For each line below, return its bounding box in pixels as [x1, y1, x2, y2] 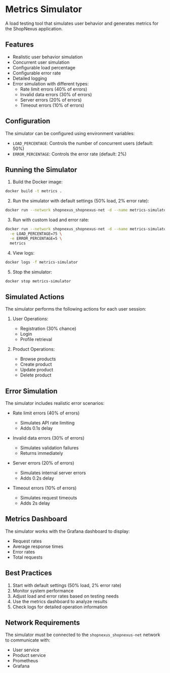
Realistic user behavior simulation [12, 54, 83, 60]
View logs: [12, 249, 34, 256]
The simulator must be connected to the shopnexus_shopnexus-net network [5, 632, 160, 638]
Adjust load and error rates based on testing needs [12, 593, 119, 599]
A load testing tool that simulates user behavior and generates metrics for [5, 20, 158, 26]
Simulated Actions [5, 292, 65, 301]
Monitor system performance [12, 587, 74, 594]
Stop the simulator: [12, 269, 52, 275]
